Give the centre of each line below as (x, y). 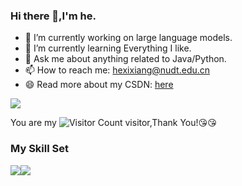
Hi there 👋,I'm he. (53, 16)
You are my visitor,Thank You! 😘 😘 (113, 123)
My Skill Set (39, 149)
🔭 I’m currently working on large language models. (128, 38)
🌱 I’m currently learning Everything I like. (108, 48)
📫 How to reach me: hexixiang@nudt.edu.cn (117, 70)
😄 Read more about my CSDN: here (99, 85)
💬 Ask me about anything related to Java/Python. (125, 59)
